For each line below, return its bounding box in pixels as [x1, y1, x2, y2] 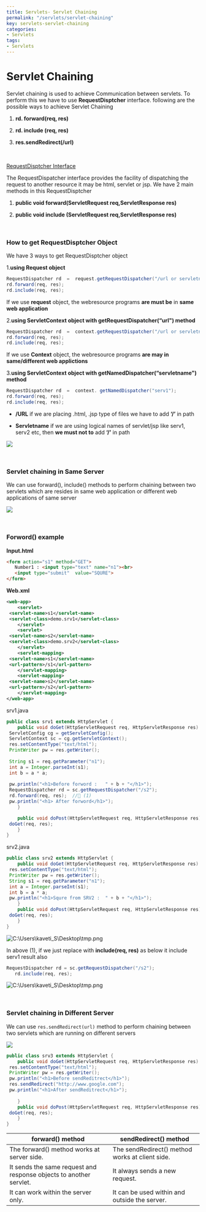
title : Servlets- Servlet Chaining [6, 9, 97, 15]
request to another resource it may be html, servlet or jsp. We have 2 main [6, 180, 194, 188]
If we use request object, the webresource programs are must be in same [6, 298, 194, 305]
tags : [6, 37, 20, 44]
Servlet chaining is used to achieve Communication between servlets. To [6, 90, 191, 97]
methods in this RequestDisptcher [6, 187, 92, 194]
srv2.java [6, 844, 30, 851]
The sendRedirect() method [112, 1145, 193, 1154]
